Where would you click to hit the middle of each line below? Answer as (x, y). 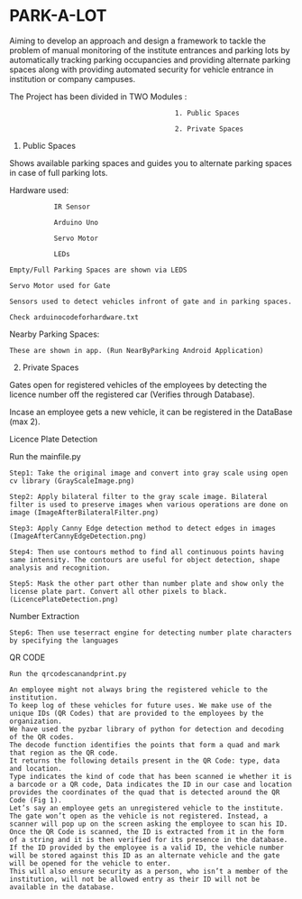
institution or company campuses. (73, 79)
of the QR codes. (42, 737)
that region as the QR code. (64, 753)
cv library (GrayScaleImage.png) (72, 481)
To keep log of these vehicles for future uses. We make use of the (141, 705)
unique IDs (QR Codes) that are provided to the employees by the (137, 713)
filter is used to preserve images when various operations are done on (149, 505)
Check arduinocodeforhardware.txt (74, 317)
